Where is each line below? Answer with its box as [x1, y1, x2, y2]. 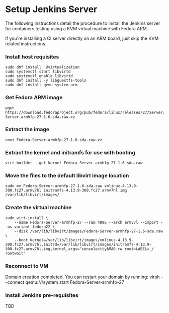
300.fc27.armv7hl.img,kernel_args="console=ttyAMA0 [5, 246, 116, 252]
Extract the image [5, 126, 49, 133]
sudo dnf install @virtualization [5, 65, 80, 70]
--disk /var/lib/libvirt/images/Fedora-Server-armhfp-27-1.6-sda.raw [14, 228, 163, 234]
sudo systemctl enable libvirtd [5, 74, 73, 79]
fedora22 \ [32, 224, 55, 229]
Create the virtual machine [5, 204, 72, 211]
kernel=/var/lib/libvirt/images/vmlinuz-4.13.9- [30, 237, 134, 242]
